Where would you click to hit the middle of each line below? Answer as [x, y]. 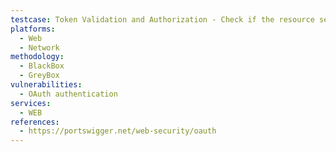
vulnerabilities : [46, 85]
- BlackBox [42, 66]
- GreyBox [39, 76]
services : [31, 103]
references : [35, 122]
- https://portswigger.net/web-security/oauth [118, 131]
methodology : [37, 57]
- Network [39, 47]
